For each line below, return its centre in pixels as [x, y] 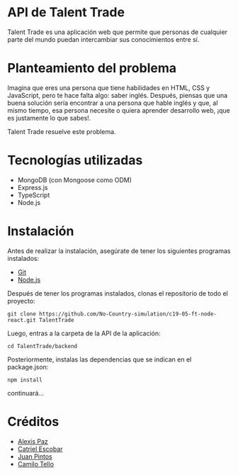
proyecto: [21, 301]
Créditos [33, 421]
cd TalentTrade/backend [42, 346]
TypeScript [34, 195]
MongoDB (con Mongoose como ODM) [75, 180]
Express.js [33, 187]
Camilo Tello [36, 464]
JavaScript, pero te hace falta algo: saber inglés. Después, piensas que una [118, 95]
